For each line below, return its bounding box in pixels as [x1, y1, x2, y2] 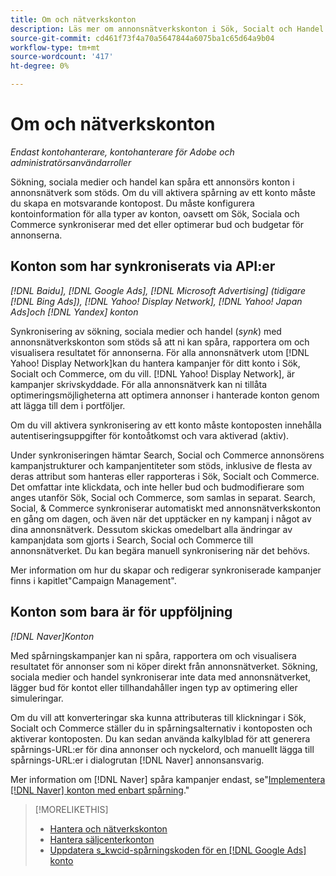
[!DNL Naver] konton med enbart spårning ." [10, 784, 190, 796]
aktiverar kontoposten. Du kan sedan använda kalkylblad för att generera [10, 732, 311, 745]
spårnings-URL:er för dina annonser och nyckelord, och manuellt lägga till [10, 743, 315, 755]
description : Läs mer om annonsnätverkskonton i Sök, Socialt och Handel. [10, 24, 329, 34]
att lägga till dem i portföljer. [10, 399, 126, 411]
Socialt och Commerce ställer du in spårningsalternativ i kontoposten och [10, 722, 313, 734]
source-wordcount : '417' [10, 52, 114, 62]
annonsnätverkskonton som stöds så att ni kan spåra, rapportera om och [10, 336, 310, 348]
